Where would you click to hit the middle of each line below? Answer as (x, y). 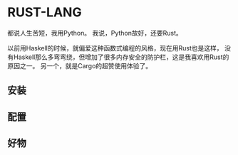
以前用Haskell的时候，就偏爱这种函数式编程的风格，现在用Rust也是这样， (115, 48)
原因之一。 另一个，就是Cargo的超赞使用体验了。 (80, 65)
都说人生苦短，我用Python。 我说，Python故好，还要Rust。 (95, 33)
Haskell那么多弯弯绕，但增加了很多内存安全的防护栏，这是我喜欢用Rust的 (121, 57)
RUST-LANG (45, 12)
